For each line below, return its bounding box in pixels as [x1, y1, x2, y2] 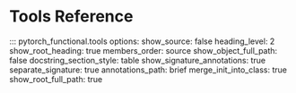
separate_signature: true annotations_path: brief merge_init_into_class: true [9, 64, 287, 75]
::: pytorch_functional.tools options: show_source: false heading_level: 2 [9, 36, 275, 46]
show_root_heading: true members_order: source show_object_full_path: [9, 45, 278, 55]
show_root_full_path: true [9, 73, 103, 84]
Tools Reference [9, 6, 134, 27]
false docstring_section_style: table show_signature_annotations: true [9, 55, 266, 65]
